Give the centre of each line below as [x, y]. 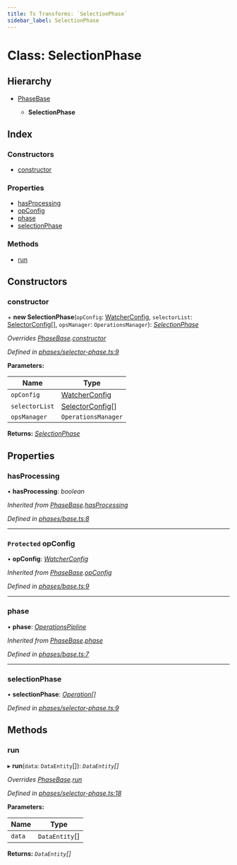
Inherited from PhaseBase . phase [55, 640]
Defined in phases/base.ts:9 [48, 586]
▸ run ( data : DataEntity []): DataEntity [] [63, 765]
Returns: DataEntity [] [39, 853]
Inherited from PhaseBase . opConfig [60, 573]
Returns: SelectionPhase [44, 434]
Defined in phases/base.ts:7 [48, 654]
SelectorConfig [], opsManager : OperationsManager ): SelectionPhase [103, 325]
